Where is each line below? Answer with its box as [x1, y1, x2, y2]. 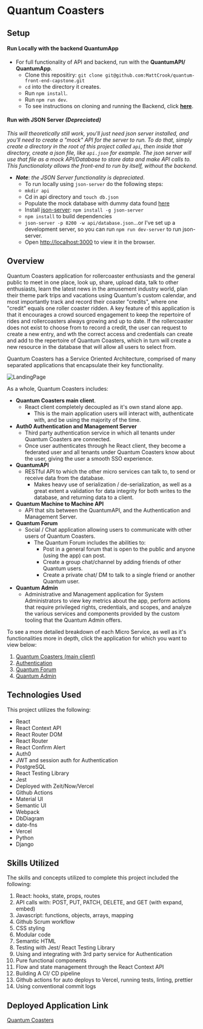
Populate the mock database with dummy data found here [24, 199, 170, 207]
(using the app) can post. [42, 551, 106, 559]
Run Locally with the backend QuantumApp [7, 45, 119, 52]
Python [15, 834, 34, 841]
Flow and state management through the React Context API [15, 963, 164, 971]
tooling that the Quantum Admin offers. [24, 616, 122, 624]
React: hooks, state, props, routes [15, 892, 101, 900]
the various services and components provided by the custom [24, 610, 180, 617]
